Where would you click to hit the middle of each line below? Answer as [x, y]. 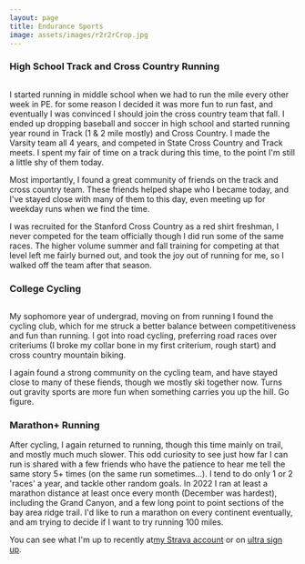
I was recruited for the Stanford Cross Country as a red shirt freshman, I [144, 226]
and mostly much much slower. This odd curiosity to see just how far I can [149, 455]
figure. [22, 401]
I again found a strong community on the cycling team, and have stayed [143, 372]
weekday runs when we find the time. [80, 208]
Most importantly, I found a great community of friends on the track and [144, 179]
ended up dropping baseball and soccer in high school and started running [150, 123]
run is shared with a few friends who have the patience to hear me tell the [147, 464]
